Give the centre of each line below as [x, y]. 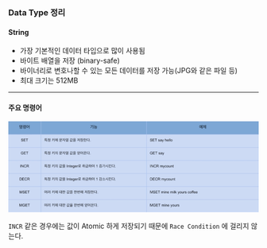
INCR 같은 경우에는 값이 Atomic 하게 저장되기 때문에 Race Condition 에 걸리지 [129, 226]
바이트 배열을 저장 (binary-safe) [70, 60]
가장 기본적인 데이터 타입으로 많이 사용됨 [82, 51]
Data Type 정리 [37, 12]
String [19, 32]
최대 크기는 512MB [49, 80]
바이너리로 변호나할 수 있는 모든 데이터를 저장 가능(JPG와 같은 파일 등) [129, 71]
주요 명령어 [25, 107]
